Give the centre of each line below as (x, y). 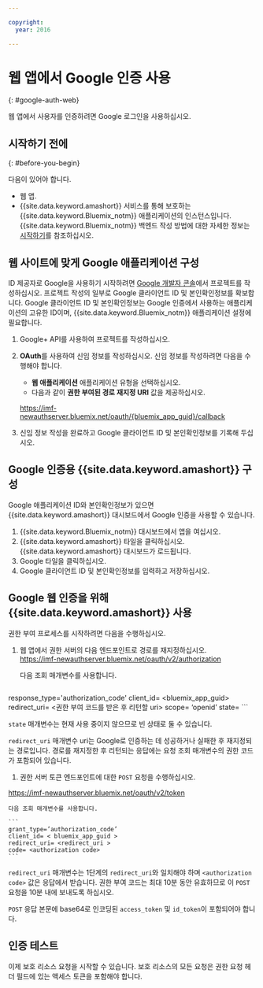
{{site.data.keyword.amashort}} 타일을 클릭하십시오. (102, 541)
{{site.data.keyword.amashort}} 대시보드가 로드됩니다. (105, 551)
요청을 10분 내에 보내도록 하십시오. (61, 892)
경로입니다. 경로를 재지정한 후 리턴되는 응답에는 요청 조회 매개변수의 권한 (128, 750)
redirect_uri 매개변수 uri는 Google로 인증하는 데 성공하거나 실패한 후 (117, 740)
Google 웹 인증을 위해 (58, 598)
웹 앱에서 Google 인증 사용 (89, 78)
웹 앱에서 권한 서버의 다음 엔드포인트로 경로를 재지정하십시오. (113, 649)
